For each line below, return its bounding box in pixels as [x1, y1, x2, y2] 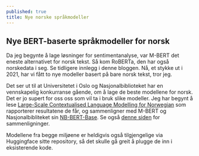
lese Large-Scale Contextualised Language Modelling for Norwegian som [6, 101, 186, 109]
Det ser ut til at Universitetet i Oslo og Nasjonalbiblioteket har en [6, 82, 163, 90]
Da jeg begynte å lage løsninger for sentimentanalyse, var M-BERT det [6, 52, 179, 59]
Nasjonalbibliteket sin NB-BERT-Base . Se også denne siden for [6, 114, 160, 121]
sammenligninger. [6, 120, 50, 128]
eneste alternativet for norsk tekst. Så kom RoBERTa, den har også [6, 58, 169, 65]
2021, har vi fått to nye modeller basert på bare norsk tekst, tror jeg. [6, 71, 173, 78]
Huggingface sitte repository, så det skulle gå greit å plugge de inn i [6, 138, 173, 145]
